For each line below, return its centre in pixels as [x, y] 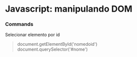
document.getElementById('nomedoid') [57, 44]
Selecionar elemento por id [33, 35]
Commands [19, 24]
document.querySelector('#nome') [52, 49]
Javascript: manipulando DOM [69, 9]
